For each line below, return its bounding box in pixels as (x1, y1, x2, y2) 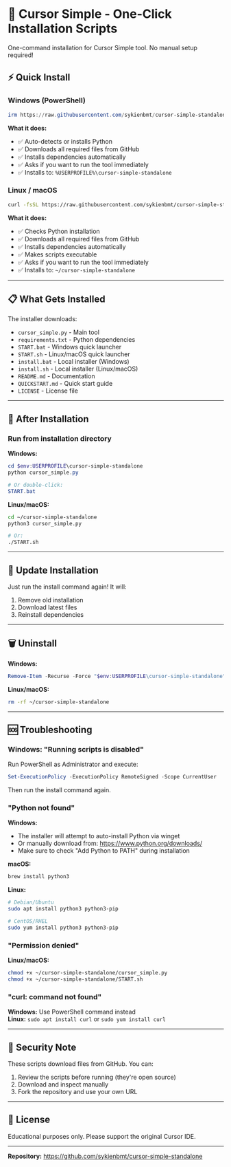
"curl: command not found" (8, 992, 102, 1001)
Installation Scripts (8, 21, 118, 36)
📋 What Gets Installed (8, 294, 106, 305)
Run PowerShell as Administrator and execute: (8, 760, 139, 769)
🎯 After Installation (8, 413, 89, 425)
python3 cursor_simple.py (8, 520, 82, 527)
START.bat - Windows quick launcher (17, 343, 122, 351)
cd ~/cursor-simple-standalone (8, 514, 97, 521)
